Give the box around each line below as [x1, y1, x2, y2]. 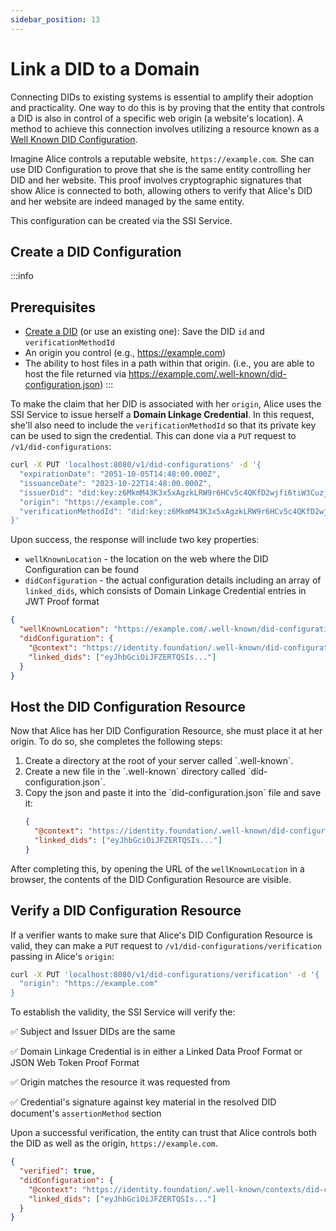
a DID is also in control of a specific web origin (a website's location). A [10, 112, 304, 124]
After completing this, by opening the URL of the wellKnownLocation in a [10, 862, 305, 875]
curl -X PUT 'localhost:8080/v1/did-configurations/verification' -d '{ [10, 969, 320, 980]
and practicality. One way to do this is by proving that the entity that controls [10, 101, 325, 113]
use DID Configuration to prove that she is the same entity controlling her [10, 163, 312, 175]
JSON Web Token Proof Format [10, 1057, 140, 1069]
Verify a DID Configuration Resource [10, 902, 242, 920]
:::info [10, 270, 34, 282]
